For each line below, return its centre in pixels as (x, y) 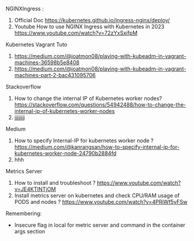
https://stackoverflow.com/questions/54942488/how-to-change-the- (100, 105)
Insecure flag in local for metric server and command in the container (100, 225)
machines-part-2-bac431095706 (55, 75)
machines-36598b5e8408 (47, 62)
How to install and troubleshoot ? (55, 183)
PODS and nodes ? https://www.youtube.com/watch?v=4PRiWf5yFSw (101, 202)
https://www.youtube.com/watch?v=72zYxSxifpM (76, 33)
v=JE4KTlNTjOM (35, 189)
